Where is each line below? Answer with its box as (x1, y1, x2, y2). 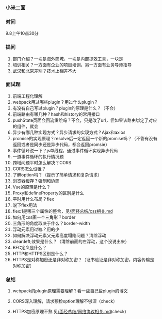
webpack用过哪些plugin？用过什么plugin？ (12, 99, 98, 105)
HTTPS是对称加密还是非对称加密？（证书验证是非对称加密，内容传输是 (12, 256, 155, 262)
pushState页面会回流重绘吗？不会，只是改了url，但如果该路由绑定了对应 (12, 117, 157, 123)
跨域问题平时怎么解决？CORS (12, 159, 72, 165)
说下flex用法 (12, 202, 37, 208)
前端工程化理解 (12, 93, 43, 99)
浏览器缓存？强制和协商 (12, 178, 60, 184)
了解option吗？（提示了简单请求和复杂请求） (12, 172, 102, 177)
